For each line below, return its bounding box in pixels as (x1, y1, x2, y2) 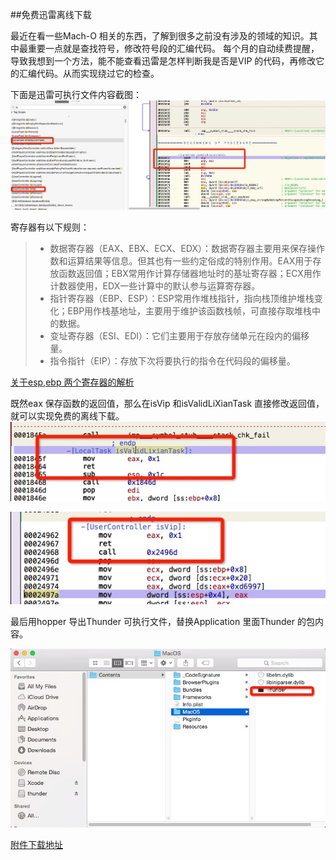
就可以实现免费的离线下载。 (10, 409, 125, 422)
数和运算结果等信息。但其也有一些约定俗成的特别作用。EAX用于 (49, 254, 313, 267)
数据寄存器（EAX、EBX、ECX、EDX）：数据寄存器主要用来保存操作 (49, 242, 326, 254)
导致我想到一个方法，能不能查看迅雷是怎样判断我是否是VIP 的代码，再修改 (10, 55, 317, 67)
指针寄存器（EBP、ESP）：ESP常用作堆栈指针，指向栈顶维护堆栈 (49, 292, 315, 304)
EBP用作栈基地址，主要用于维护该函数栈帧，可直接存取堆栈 (67, 304, 313, 317)
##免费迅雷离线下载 (10, 9, 92, 20)
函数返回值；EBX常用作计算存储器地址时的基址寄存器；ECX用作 (58, 267, 322, 279)
